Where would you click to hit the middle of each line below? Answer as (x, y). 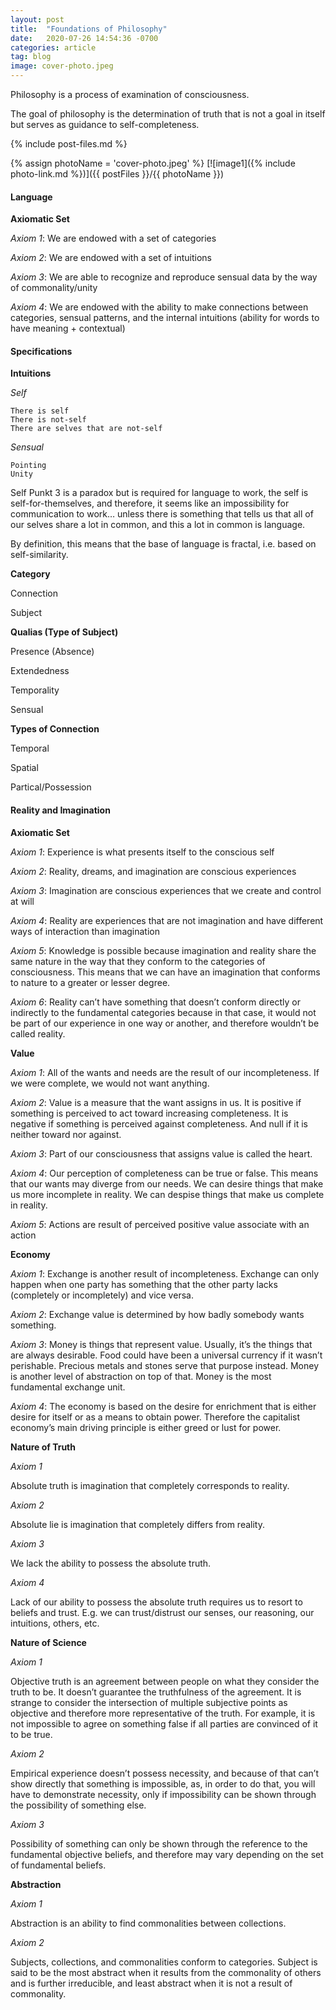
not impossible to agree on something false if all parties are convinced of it (164, 1723)
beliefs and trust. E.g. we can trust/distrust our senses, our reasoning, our (162, 1612)
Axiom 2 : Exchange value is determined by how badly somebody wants (157, 1314)
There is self (40, 411)
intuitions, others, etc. (55, 1623)
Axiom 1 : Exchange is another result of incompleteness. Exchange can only (165, 1273)
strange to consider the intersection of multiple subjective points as (149, 1702)
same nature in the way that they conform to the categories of (138, 961)
